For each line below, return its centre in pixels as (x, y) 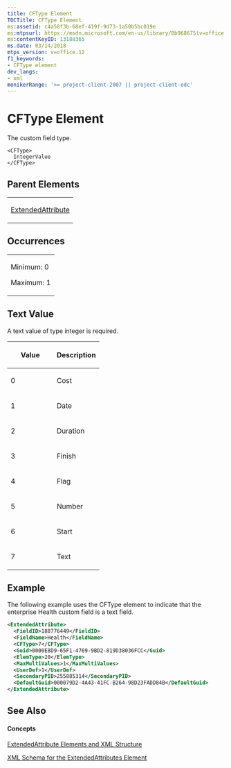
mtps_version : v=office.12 (46, 53)
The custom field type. (39, 138)
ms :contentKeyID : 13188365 (46, 40)
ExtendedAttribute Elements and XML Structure (75, 744)
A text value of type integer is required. (63, 331)
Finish (66, 456)
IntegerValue (32, 157)
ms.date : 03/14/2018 (37, 46)
